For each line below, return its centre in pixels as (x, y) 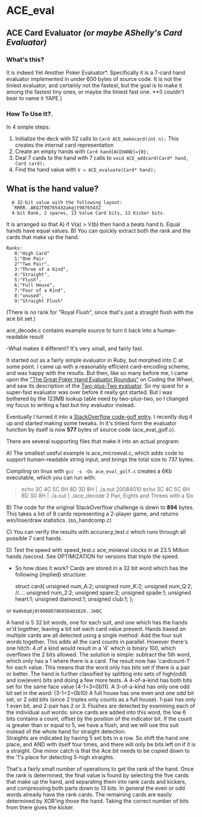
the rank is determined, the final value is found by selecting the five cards (97, 775)
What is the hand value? (52, 189)
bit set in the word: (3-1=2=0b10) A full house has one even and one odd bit (100, 693)
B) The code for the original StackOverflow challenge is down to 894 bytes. (100, 507)
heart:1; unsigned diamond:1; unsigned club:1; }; (74, 599)
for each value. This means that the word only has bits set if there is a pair (98, 667)
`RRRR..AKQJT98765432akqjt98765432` (58, 208)
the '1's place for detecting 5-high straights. (61, 757)
